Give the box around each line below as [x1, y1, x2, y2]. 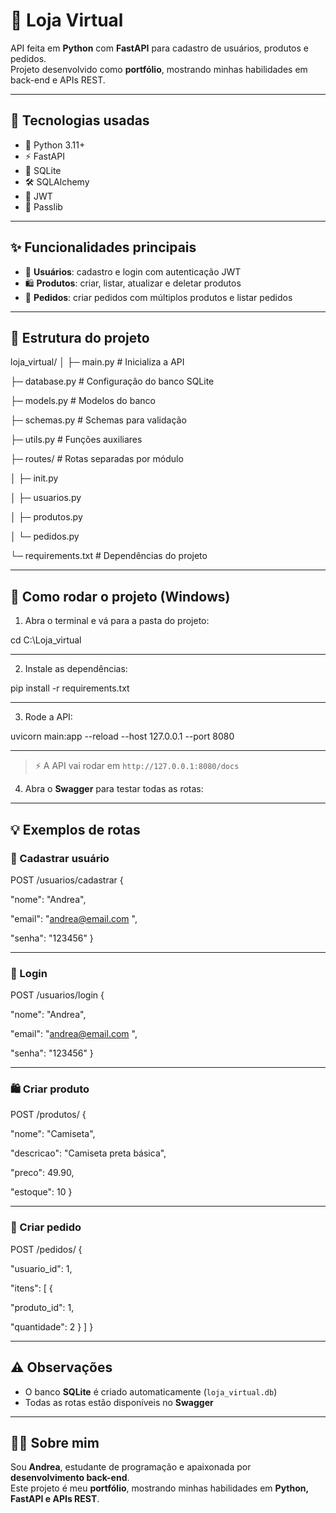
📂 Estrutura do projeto [10, 329, 150, 346]
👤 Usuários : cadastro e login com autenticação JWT [24, 265, 242, 278]
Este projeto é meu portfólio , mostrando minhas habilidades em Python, [10, 1482, 309, 1494]
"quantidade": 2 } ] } [10, 1320, 94, 1333]
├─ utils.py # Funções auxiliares [10, 434, 143, 446]
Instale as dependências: [24, 663, 128, 675]
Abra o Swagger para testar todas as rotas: [24, 783, 204, 795]
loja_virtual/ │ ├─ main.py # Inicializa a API [10, 356, 185, 368]
